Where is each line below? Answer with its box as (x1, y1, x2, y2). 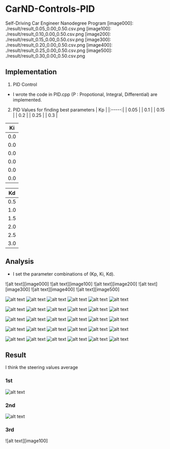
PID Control (12, 81, 37, 87)
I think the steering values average (5, 364, 78, 370)
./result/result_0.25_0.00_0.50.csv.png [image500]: (5, 47, 113, 53)
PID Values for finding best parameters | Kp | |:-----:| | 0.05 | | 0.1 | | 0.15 (12, 106, 165, 113)
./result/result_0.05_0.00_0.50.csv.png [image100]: (5, 25, 112, 31)
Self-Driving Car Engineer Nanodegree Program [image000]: (5, 20, 134, 26)
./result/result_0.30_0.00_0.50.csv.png (5, 52, 86, 59)
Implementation (5, 68, 57, 76)
